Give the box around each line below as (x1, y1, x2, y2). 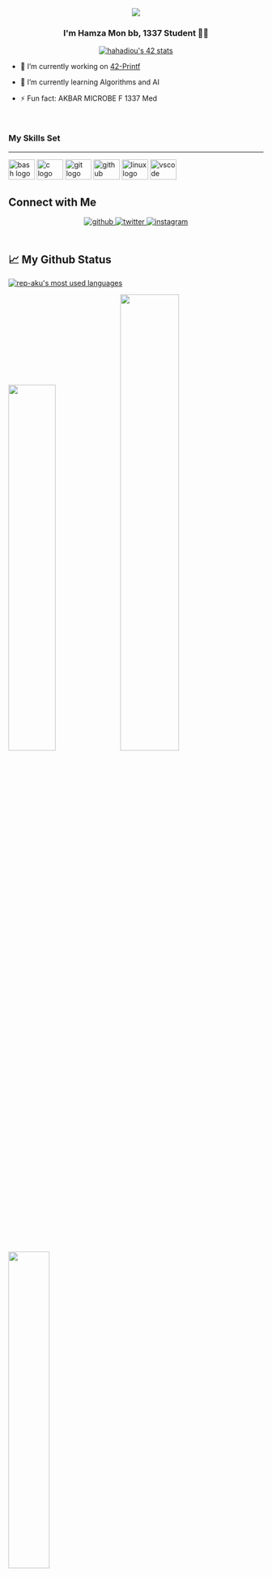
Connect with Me (8, 195, 97, 209)
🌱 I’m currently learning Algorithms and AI (19, 77, 160, 87)
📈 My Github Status (8, 253, 112, 266)
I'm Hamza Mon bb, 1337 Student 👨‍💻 (63, 27, 209, 38)
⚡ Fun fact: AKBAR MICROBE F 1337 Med (19, 93, 158, 103)
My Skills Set (8, 132, 61, 144)
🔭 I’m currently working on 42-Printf (19, 62, 141, 71)
